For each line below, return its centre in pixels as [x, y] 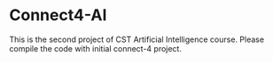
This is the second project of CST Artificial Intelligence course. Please [136, 39]
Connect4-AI [58, 15]
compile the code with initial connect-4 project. [95, 48]
